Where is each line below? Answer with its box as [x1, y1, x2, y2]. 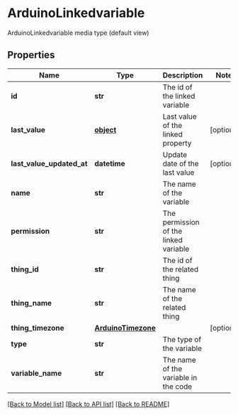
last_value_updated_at [11, 158, 88, 168]
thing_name [11, 298, 52, 308]
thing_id [11, 264, 39, 274]
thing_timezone [11, 323, 65, 333]
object [94, 124, 117, 134]
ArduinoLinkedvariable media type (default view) [7, 28, 149, 37]
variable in [162, 372, 198, 382]
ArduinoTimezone [94, 323, 156, 333]
